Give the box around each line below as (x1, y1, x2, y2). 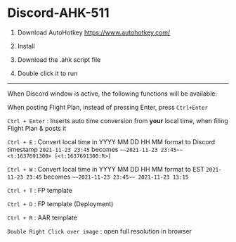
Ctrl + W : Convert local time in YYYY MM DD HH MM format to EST (7, 165, 205, 173)
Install (17, 42, 35, 50)
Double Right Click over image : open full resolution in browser (7, 227, 192, 235)
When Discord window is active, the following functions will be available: (7, 89, 218, 98)
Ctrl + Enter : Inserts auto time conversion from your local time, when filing (7, 116, 228, 125)
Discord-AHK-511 (7, 5, 110, 21)
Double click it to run (17, 69, 78, 77)
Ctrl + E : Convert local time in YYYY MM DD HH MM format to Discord (7, 137, 216, 146)
